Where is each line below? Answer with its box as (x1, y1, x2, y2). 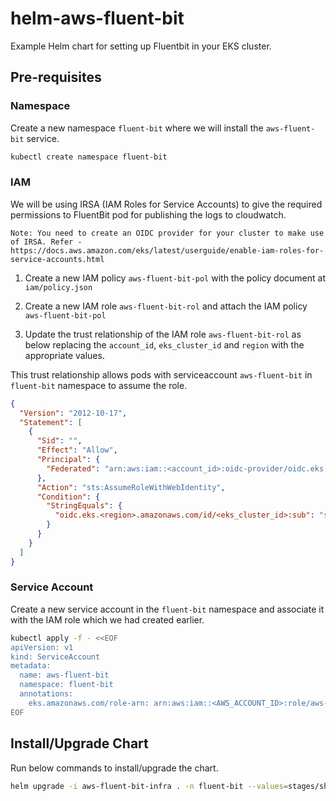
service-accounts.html (10, 254, 105, 264)
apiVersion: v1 (10, 642, 74, 652)
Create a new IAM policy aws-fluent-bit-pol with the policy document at (24, 272, 326, 284)
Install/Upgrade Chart (10, 735, 149, 752)
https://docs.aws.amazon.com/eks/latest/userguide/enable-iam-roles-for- (10, 245, 325, 256)
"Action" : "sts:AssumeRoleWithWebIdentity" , (36, 482, 226, 492)
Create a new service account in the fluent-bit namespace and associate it (10, 603, 325, 615)
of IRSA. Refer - (10, 237, 83, 247)
